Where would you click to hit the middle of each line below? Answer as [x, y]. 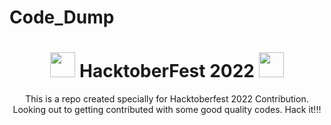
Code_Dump [62, 17]
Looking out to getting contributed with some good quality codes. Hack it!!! [167, 110]
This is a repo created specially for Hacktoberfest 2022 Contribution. [167, 99]
